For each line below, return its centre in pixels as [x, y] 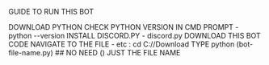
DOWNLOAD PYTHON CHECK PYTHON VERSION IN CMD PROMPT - [124, 27]
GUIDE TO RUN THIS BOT [51, 12]
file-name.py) [31, 53]
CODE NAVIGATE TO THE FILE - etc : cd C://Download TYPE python [122, 44]
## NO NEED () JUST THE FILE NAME [118, 53]
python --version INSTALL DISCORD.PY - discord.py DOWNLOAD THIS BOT [134, 36]
